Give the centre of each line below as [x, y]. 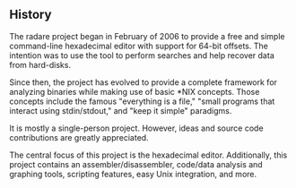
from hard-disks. [40, 64]
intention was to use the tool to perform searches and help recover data [142, 55]
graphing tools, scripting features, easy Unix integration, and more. [133, 174]
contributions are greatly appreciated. [79, 137]
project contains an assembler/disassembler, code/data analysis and [136, 164]
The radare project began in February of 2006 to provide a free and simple [147, 36]
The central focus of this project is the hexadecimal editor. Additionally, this [148, 155]
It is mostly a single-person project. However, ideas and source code [136, 128]
